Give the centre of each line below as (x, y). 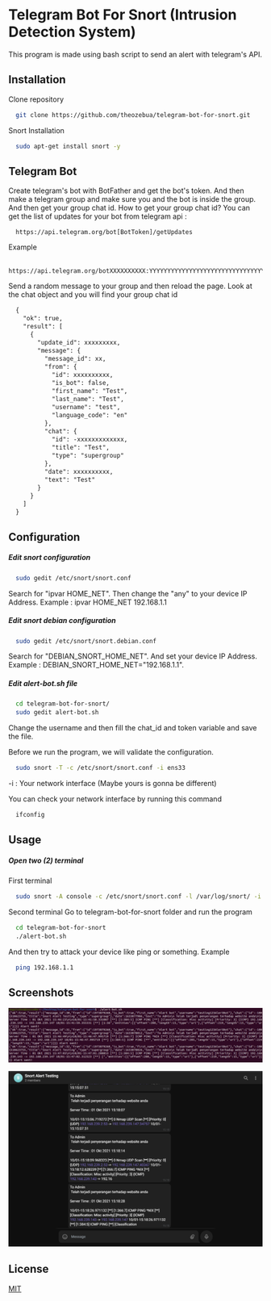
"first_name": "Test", (90, 391)
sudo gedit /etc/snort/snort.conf (73, 578)
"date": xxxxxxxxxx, (79, 472)
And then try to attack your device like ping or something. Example (119, 952)
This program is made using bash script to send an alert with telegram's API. (135, 54)
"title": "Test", (81, 448)
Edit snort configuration (50, 558)
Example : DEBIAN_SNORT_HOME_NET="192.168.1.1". (96, 665)
